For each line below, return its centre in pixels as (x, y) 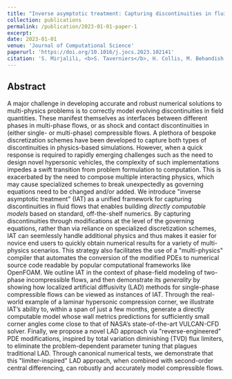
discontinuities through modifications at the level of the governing (101, 221)
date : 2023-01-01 (32, 39)
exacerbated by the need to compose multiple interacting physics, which (111, 176)
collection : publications (44, 20)
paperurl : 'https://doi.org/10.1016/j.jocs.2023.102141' (91, 53)
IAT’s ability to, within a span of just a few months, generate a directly (106, 309)
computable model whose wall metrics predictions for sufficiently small (108, 316)
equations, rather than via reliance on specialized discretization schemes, (112, 228)
